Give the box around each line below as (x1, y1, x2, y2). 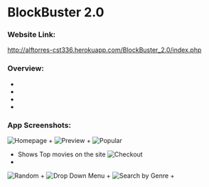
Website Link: (7, 30, 56, 40)
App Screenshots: (7, 120, 71, 130)
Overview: (7, 63, 44, 73)
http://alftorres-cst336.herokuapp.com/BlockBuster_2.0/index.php (7, 46, 202, 54)
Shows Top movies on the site (17, 150, 106, 159)
